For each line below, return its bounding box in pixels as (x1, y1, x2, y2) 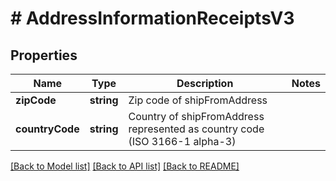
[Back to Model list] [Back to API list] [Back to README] (10, 160, 240, 172)
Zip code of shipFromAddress (128, 93, 268, 107)
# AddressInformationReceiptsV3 (10, 7, 295, 30)
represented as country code (128, 122, 265, 136)
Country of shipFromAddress (128, 110, 265, 123)
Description (176, 77, 234, 90)
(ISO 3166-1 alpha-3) (128, 135, 237, 148)
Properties (10, 47, 78, 64)
